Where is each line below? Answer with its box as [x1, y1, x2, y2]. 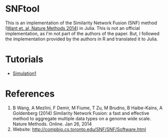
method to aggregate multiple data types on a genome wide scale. [12, 115, 151, 121]
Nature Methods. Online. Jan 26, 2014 [12, 121, 92, 127]
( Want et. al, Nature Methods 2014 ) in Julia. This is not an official [5, 25, 140, 31]
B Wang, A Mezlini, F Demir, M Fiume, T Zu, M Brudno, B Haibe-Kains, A [12, 105, 163, 111]
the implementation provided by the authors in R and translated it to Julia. [5, 36, 158, 42]
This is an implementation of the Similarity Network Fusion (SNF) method [5, 20, 157, 26]
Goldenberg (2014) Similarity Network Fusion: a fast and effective [12, 110, 149, 116]
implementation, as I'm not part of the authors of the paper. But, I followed [5, 30, 160, 36]
